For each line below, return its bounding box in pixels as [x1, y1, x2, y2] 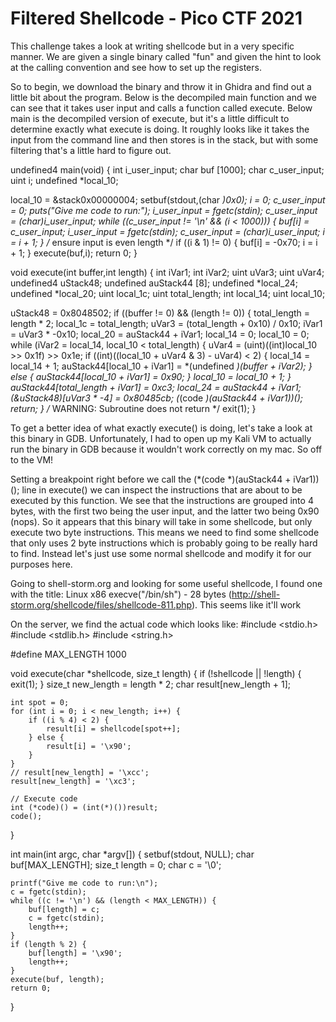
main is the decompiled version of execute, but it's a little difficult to [10, 112, 290, 124]
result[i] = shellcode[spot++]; [46, 723, 182, 734]
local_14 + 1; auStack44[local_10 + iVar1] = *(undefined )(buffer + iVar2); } [10, 360, 313, 372]
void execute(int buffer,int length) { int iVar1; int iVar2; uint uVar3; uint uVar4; [10, 266, 325, 278]
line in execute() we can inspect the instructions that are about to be [21, 483, 303, 496]
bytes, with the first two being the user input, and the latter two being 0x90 [10, 505, 320, 517]
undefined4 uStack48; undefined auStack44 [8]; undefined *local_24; [10, 277, 299, 289]
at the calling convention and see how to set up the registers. [10, 61, 262, 73]
